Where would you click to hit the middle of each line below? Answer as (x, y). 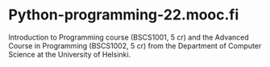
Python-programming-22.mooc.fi (124, 15)
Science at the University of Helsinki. (70, 54)
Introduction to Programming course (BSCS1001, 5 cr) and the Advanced (129, 37)
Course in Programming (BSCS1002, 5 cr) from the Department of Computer (135, 45)
